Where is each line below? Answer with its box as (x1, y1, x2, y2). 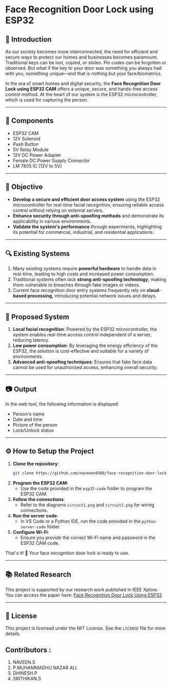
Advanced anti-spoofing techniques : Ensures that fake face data (12, 359, 152, 365)
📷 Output (5, 384, 37, 394)
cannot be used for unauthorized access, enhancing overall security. (12, 364, 158, 370)
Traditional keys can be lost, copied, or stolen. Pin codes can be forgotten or (5, 60, 167, 65)
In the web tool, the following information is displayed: (5, 401, 119, 407)
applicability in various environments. (12, 218, 92, 224)
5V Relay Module (12, 146, 49, 153)
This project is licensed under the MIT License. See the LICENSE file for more (5, 625, 166, 632)
